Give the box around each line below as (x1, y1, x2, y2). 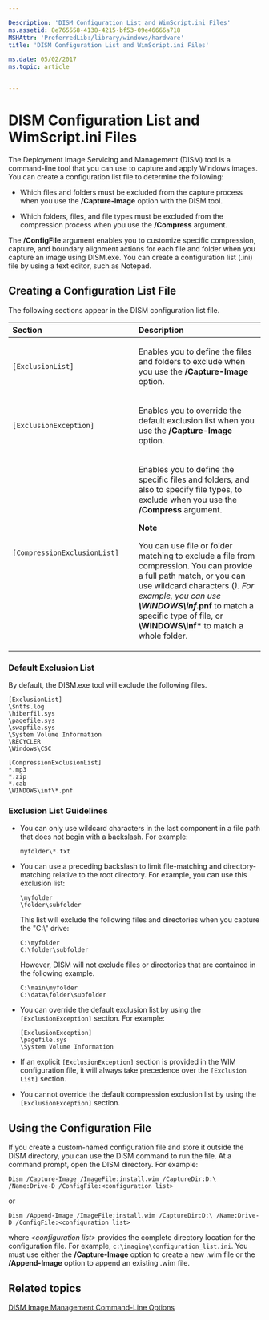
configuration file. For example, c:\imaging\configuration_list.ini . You (8, 1242, 248, 1251)
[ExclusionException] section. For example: (19, 1013, 166, 1023)
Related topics (8, 1282, 82, 1295)
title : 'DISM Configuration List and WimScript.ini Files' (8, 41, 210, 49)
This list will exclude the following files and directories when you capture (19, 915, 260, 925)
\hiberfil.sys (8, 710, 56, 718)
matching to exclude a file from (139, 550, 255, 561)
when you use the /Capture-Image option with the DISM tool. (19, 195, 223, 205)
